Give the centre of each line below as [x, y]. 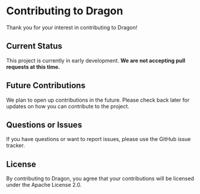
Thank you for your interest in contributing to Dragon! [72, 27]
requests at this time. [33, 67]
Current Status [34, 46]
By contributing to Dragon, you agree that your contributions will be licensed [100, 179]
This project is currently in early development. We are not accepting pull [96, 60]
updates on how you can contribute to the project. [68, 106]
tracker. [16, 145]
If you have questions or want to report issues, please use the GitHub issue [99, 139]
